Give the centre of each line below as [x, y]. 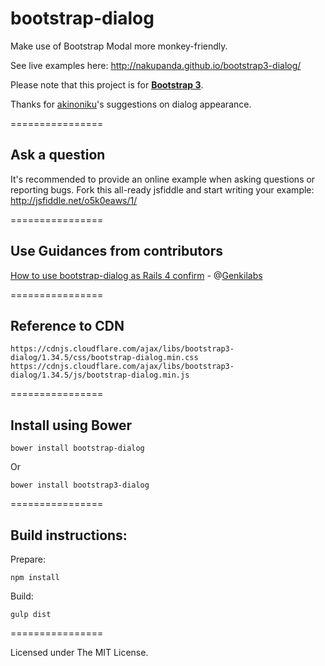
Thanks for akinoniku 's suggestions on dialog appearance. [131, 104]
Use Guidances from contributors [116, 251]
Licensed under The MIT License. [79, 652]
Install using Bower [71, 425]
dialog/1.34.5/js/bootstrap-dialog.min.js [100, 375]
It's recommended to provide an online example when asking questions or [163, 179]
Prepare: [28, 559]
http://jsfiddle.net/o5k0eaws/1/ [74, 200]
